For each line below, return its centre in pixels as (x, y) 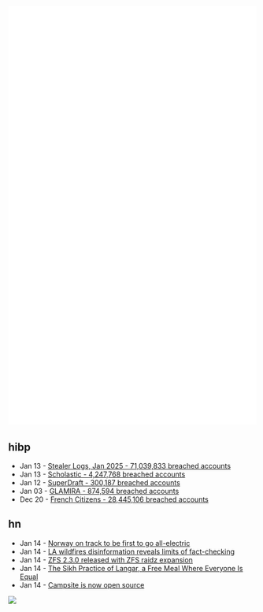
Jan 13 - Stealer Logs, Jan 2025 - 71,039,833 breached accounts (125, 466)
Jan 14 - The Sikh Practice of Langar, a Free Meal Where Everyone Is (131, 568)
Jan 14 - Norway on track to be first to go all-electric (105, 543)
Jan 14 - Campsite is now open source (82, 584)
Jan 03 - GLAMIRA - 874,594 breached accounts (99, 491)
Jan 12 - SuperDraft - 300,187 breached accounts (100, 483)
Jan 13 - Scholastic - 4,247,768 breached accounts (102, 474)
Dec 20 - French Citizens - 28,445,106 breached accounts (114, 499)
